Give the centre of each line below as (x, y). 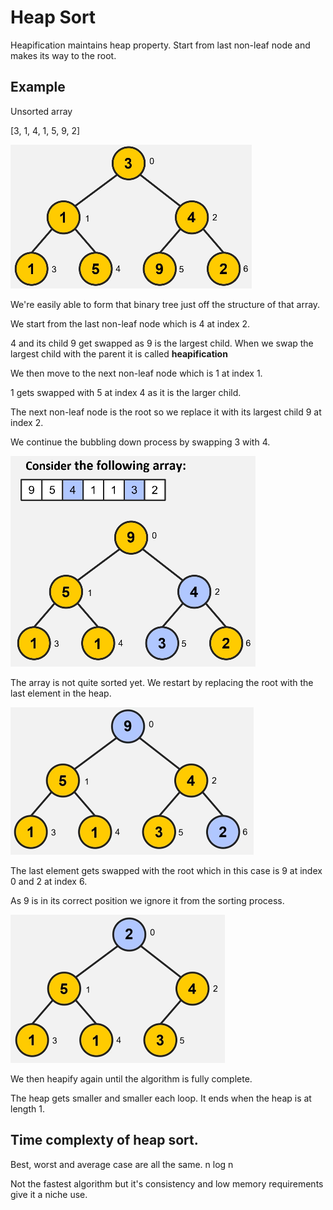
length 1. (27, 1108)
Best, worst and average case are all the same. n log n (122, 1164)
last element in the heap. (61, 693)
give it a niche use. (49, 1194)
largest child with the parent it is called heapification (119, 353)
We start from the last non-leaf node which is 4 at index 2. (130, 323)
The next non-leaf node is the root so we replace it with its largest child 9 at (166, 412)
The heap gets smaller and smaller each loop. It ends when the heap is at (161, 1098)
